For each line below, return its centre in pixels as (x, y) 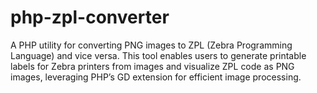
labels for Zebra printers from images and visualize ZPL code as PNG (152, 66)
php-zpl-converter (90, 17)
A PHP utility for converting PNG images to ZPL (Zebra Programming (151, 45)
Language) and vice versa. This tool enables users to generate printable (158, 55)
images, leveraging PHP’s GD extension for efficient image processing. (156, 77)
